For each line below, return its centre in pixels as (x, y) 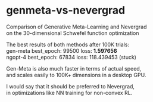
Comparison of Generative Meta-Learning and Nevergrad (76, 27)
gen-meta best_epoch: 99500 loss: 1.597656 (62, 50)
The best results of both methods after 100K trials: (68, 44)
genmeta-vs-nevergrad (66, 10)
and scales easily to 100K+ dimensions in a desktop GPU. (76, 75)
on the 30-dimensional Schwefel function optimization (73, 33)
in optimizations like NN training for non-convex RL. (69, 93)
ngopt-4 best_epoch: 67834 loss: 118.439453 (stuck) (71, 57)
